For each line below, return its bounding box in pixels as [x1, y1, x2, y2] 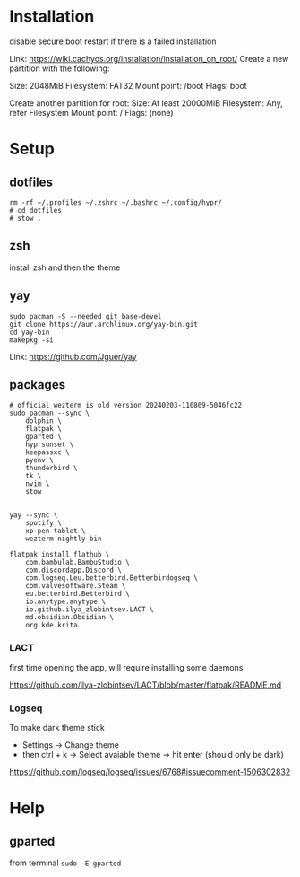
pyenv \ [25, 456, 54, 465]
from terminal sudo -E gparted [9, 857, 122, 868]
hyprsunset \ [25, 440, 74, 450]
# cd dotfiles [9, 206, 63, 215]
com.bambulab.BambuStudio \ [25, 558, 130, 567]
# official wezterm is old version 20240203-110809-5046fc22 [9, 401, 243, 410]
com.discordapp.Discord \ [25, 566, 123, 575]
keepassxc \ [25, 448, 70, 457]
